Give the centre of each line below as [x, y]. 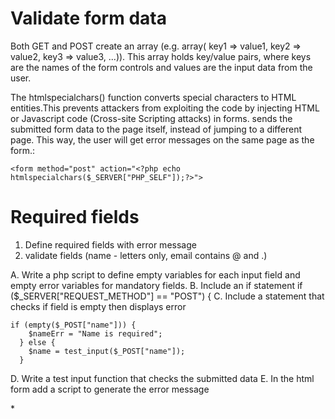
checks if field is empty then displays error [98, 306]
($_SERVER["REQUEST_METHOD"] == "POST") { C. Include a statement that [167, 296]
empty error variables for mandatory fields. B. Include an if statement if [156, 285]
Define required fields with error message [110, 244]
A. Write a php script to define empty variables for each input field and [155, 274]
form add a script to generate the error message [110, 389]
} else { [37, 342]
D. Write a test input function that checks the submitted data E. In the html [162, 378]
